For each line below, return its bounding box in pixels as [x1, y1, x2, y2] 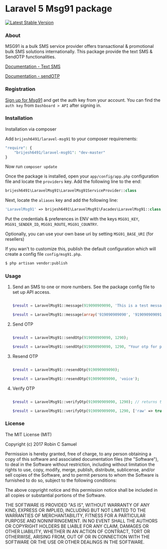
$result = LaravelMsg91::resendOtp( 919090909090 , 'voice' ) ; [12, 376, 140, 381]
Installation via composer [5, 126, 57, 132]
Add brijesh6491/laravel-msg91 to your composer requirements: [5, 136, 138, 142]
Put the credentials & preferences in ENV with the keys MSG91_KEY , [5, 216, 140, 222]
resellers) [5, 236, 25, 242]
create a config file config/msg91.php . [5, 251, 82, 257]
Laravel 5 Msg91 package [5, 3, 112, 14]
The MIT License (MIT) [5, 431, 52, 437]
